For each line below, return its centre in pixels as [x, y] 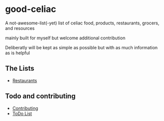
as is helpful [18, 53]
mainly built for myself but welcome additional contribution [65, 38]
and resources [20, 28]
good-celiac [31, 9]
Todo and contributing [41, 96]
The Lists [20, 68]
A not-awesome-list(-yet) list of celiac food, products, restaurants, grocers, [82, 23]
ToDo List [22, 114]
